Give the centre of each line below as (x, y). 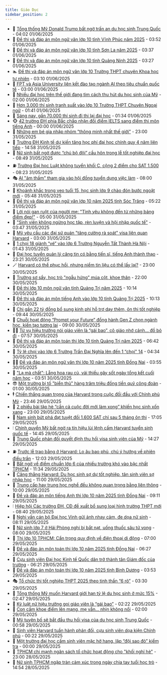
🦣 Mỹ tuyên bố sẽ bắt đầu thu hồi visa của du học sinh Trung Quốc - (82, 620)
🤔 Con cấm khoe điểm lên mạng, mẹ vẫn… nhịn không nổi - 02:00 (80, 609)
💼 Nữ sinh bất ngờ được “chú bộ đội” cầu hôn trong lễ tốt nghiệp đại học (86, 153)
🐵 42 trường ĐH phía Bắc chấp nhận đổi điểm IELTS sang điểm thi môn (86, 121)
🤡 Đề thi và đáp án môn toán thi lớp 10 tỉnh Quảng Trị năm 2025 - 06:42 (85, 341)
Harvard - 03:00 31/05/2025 (42, 238)
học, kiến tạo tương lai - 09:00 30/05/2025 (56, 325)
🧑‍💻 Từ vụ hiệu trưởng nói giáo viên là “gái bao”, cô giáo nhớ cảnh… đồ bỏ (87, 330)
